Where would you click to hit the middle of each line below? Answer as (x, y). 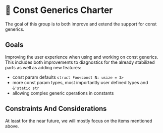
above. (12, 126)
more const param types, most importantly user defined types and (80, 82)
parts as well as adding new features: (43, 67)
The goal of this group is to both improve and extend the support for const (81, 24)
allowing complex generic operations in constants (63, 93)
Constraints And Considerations (56, 109)
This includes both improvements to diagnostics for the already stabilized (80, 62)
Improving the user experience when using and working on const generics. (82, 57)
